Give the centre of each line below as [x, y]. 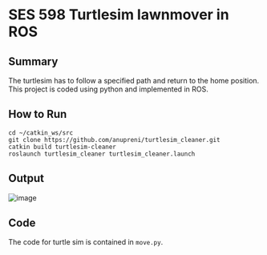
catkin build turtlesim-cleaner [62, 147]
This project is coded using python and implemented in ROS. [108, 89]
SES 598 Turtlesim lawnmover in [119, 15]
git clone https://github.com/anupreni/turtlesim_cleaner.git [114, 140]
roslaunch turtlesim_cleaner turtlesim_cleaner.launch [102, 154]
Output [26, 178]
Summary [33, 61]
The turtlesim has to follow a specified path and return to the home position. [134, 81]
